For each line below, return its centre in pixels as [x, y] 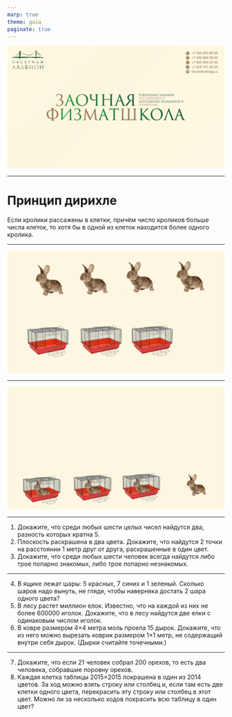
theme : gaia [24, 22]
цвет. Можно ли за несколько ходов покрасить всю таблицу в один [117, 699]
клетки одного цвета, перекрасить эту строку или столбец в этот [114, 691]
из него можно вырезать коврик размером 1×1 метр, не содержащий [120, 635]
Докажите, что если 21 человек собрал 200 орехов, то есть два [112, 662]
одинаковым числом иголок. [59, 620]
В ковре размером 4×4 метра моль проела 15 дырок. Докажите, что [119, 627]
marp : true [23, 15]
